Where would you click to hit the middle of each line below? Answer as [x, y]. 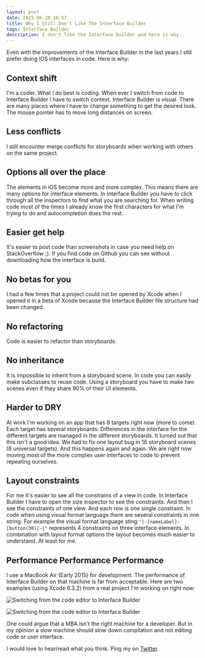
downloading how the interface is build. [56, 260]
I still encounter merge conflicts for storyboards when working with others [100, 146]
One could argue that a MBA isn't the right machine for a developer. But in [99, 624]
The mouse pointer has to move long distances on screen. [80, 112]
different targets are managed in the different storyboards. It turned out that [102, 435]
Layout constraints [43, 481]
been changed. [25, 307]
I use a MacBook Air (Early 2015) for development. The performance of [96, 575]
